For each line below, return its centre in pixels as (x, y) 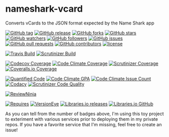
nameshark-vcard (44, 9)
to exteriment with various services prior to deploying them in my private (82, 119)
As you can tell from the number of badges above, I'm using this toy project (85, 114)
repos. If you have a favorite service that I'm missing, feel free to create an (83, 124)
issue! (11, 130)
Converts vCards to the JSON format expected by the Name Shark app (80, 23)
